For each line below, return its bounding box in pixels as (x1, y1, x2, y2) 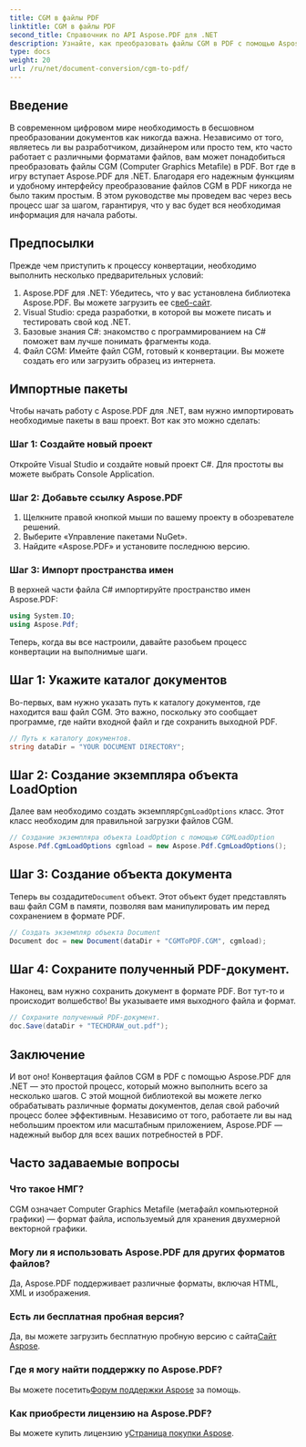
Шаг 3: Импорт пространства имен (9, 563, 175, 576)
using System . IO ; (9, 611, 76, 621)
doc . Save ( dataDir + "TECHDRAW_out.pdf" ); (9, 1021, 169, 1031)
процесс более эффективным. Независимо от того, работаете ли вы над (9, 1110, 292, 1121)
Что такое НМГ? (9, 1183, 85, 1196)
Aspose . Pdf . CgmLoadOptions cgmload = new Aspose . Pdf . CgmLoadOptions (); (9, 842, 287, 851)
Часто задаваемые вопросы (9, 1155, 180, 1171)
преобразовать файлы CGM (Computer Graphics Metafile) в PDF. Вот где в (9, 160, 296, 171)
